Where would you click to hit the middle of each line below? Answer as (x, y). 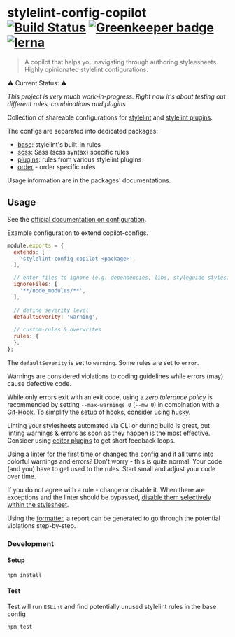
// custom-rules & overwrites (57, 330)
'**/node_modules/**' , (53, 291)
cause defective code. (40, 383)
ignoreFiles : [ (36, 285)
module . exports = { (36, 245)
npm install (24, 575)
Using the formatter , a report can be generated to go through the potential (114, 518)
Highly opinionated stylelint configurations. (86, 69)
